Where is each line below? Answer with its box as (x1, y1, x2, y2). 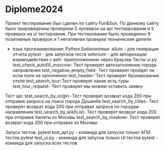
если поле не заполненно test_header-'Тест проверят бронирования (12, 72, 159, 78)
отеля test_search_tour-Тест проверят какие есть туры (12, 78, 129, 84)
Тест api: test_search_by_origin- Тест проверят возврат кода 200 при (5, 93, 151, 99)
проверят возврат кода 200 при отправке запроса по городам (5, 103, 139, 109)
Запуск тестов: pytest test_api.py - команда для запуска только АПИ (5, 129, 151, 135)
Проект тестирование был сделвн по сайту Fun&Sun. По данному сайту (5, 20, 159, 26)
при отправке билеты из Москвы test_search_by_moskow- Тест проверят (5, 114, 161, 120)
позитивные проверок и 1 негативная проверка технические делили (5, 36, 151, 42)
